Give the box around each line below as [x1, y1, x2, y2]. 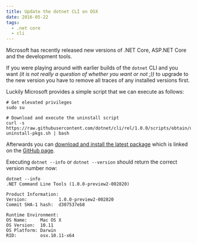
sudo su [6, 105, 25, 111]
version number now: [6, 165, 57, 172]
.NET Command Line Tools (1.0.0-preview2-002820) [6, 181, 130, 187]
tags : [6, 19, 19, 25]
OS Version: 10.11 [6, 222, 54, 228]
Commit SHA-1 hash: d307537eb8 [6, 202, 85, 208]
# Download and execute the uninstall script [6, 115, 119, 121]
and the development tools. [6, 53, 72, 60]
